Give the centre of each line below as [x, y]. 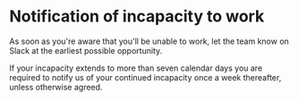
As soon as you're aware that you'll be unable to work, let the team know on [149, 41]
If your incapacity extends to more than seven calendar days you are [136, 68]
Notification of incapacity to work [137, 17]
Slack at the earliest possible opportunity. [86, 50]
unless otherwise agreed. [56, 87]
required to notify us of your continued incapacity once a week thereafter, [145, 77]
